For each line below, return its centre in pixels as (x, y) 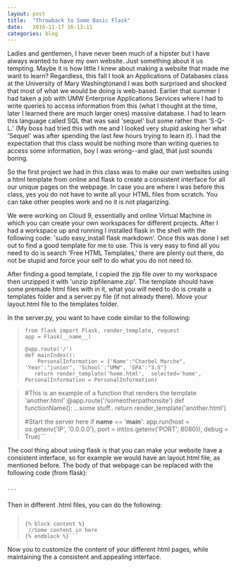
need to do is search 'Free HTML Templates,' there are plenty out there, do (116, 253)
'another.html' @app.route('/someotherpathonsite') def (104, 401)
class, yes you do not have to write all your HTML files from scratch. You (113, 195)
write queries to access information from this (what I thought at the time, (112, 106)
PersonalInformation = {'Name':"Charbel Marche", (112, 362)
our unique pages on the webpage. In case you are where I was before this (116, 187)
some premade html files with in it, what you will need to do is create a (109, 289)
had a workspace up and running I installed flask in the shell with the (107, 230)
